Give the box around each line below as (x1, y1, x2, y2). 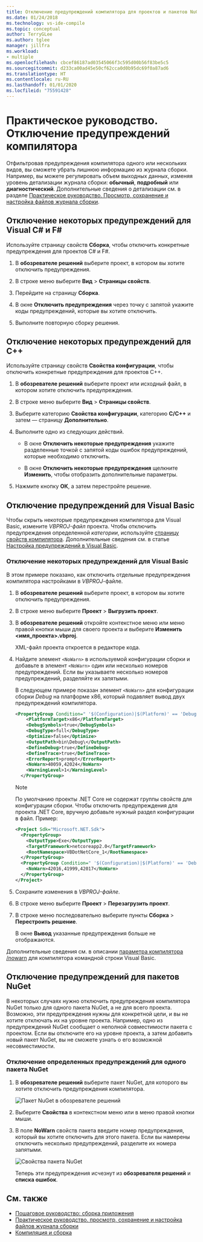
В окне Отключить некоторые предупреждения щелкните (24, 464, 178, 472)
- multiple (6, 54, 34, 60)
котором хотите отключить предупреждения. (14, 387, 133, 394)
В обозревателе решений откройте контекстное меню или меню (14, 619, 185, 626)
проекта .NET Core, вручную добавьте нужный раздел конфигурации (14, 809, 195, 816)
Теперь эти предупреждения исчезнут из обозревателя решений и (14, 1169, 191, 1177)
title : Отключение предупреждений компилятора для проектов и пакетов (6, 8, 188, 15)
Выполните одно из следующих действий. (14, 428, 124, 436)
